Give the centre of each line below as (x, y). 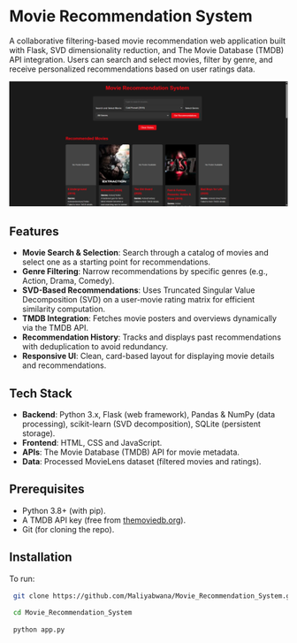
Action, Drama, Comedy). (68, 281)
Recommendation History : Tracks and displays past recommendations (151, 337)
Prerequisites (47, 490)
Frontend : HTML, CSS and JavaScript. (92, 442)
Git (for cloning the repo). (68, 529)
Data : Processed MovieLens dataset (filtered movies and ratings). (142, 461)
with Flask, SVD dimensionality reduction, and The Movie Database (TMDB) (147, 50)
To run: (22, 578)
